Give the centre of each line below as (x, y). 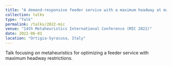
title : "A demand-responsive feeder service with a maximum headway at (83, 10)
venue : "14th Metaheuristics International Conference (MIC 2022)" (79, 29)
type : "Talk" (19, 19)
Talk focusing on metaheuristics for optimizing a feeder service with (77, 53)
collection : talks (25, 15)
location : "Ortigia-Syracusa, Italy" (46, 39)
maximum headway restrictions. (39, 58)
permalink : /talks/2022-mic (35, 24)
